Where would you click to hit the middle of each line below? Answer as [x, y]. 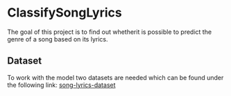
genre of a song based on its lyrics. [58, 39]
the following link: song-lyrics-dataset [61, 85]
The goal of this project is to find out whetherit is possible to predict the [110, 32]
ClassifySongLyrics [65, 13]
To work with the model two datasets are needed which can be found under [115, 77]
